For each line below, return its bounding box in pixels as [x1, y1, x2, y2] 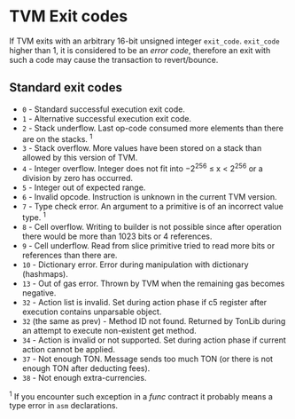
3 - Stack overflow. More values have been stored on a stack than [21, 143, 262, 154]
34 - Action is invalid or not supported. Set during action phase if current [21, 335, 286, 345]
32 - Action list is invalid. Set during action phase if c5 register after [21, 296, 268, 307]
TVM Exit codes [9, 6, 128, 27]
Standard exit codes [9, 80, 122, 95]
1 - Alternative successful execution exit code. [21, 113, 192, 123]
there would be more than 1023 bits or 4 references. [21, 231, 213, 241]
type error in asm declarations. [9, 400, 118, 411]
